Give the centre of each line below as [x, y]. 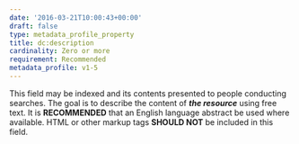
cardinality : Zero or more [60, 51]
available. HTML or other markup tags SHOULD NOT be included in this [141, 121]
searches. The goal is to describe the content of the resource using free [143, 103]
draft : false [34, 26]
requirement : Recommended [57, 59]
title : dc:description [52, 43]
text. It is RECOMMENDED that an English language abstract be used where [149, 112]
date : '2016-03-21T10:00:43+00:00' [76, 18]
